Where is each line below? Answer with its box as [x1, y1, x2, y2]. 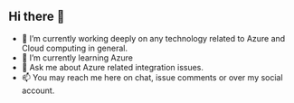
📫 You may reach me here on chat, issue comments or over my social [21, 71, 283, 82]
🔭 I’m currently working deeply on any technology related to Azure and [21, 33, 286, 43]
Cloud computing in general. [21, 42, 128, 53]
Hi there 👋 [8, 9, 65, 24]
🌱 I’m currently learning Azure [21, 51, 133, 63]
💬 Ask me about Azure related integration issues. [21, 61, 204, 72]
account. [21, 85, 55, 96]
